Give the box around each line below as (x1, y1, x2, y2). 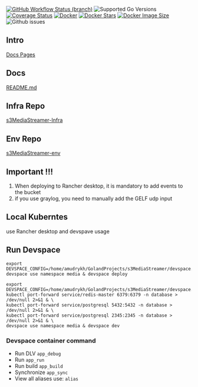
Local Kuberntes (6, 212, 68, 222)
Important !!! (6, 166, 54, 177)
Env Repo (6, 134, 42, 144)
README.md (6, 83, 37, 91)
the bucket (14, 189, 41, 196)
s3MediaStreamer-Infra (6, 117, 63, 124)
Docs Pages (6, 51, 35, 58)
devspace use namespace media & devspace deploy (6, 271, 128, 277)
